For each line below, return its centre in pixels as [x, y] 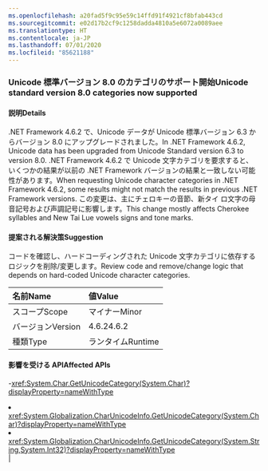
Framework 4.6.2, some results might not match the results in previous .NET [133, 189]
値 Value [103, 296]
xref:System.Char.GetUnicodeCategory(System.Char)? [100, 383]
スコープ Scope [40, 312]
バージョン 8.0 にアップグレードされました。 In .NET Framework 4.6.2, [130, 142]
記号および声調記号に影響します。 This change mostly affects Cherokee [132, 209]
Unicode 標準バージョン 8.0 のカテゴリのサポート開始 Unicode [128, 82]
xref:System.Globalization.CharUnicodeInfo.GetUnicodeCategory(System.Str [134, 441]
